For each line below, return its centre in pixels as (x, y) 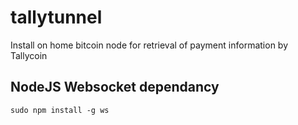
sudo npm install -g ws (60, 110)
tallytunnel (56, 17)
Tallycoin (29, 55)
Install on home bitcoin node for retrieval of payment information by (149, 45)
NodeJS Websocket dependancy (115, 87)
